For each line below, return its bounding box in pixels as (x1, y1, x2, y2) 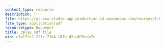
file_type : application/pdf (5, 21, 63, 26)
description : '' (5, 12, 38, 17)
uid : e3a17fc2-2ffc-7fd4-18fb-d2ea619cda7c (5, 35, 96, 40)
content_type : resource (5, 7, 54, 12)
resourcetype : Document (5, 25, 54, 30)
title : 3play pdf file (5, 30, 52, 35)
